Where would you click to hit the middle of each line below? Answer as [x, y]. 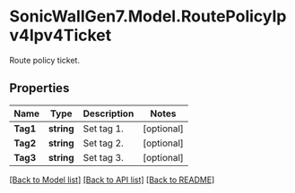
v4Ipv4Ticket [61, 35]
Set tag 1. [103, 129]
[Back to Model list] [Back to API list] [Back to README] [112, 180]
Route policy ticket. [45, 60]
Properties [39, 88]
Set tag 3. [103, 157]
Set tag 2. [103, 143]
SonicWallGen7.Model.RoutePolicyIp [148, 17]
